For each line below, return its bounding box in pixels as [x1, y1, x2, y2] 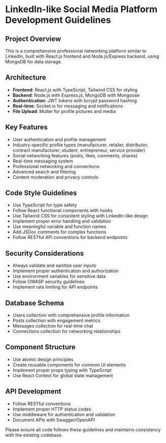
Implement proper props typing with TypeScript [12, 367, 112, 373]
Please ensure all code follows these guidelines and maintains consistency [5, 426, 161, 432]
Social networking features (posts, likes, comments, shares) [12, 152, 138, 158]
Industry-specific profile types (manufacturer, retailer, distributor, [12, 142, 148, 148]
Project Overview [5, 34, 61, 43]
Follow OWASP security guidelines [12, 278, 85, 285]
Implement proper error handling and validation [12, 218, 111, 224]
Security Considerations [5, 249, 85, 258]
